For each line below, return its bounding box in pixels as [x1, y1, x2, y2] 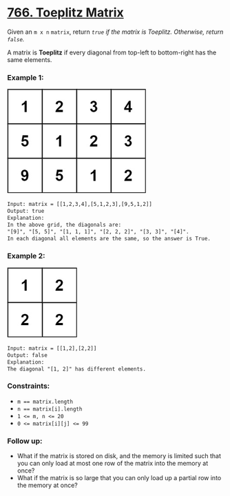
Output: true [7, 208, 45, 215]
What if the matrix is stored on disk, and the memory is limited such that [17, 452, 222, 460]
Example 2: [7, 251, 45, 261]
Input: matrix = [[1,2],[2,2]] [7, 344, 97, 352]
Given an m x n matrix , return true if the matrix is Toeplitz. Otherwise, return [7, 28, 224, 36]
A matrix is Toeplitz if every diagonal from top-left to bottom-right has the [7, 48, 217, 56]
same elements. [7, 55, 52, 63]
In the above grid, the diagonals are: [7, 222, 122, 229]
